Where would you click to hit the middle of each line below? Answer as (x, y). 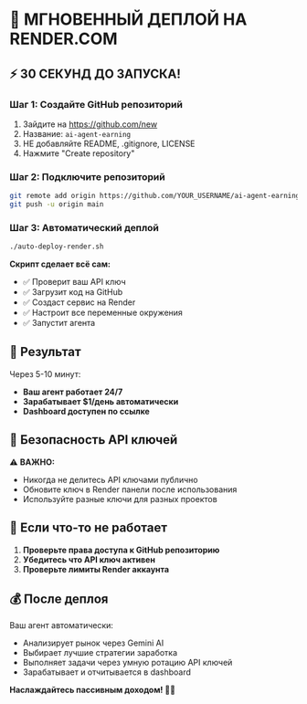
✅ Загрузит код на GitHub (73, 292)
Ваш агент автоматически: (62, 625)
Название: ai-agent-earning (76, 133)
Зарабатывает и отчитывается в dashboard (107, 672)
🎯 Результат (45, 352)
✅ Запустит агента (59, 323)
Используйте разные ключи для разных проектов (120, 499)
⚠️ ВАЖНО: (32, 462)
